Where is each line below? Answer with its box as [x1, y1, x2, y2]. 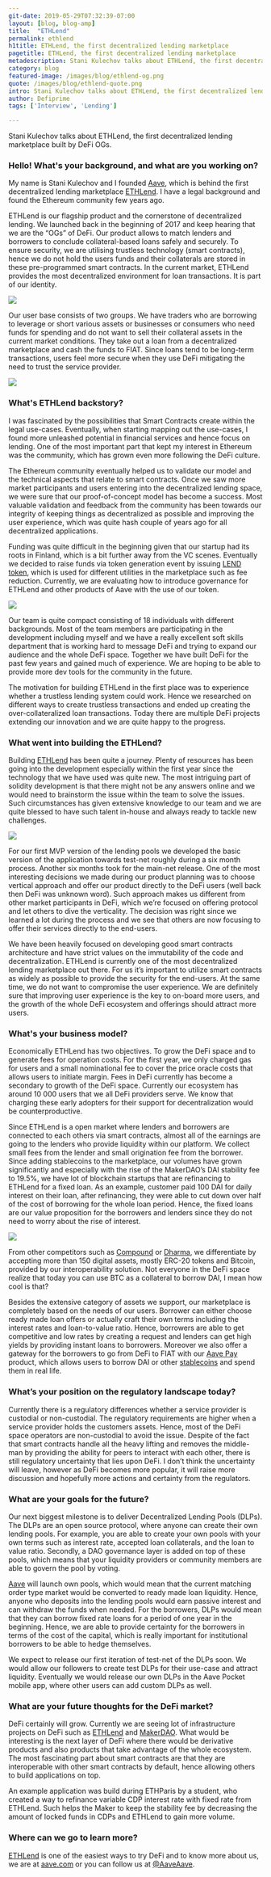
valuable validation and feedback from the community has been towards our [8, 500, 262, 510]
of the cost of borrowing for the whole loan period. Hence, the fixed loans [8, 1199, 253, 1209]
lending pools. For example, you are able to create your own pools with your [8, 1529, 261, 1538]
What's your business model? [8, 1028, 128, 1039]
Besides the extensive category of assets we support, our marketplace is [8, 1298, 252, 1307]
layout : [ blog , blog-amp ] [8, 19, 95, 27]
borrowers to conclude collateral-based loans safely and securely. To [8, 237, 240, 246]
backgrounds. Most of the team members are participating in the [8, 624, 223, 633]
